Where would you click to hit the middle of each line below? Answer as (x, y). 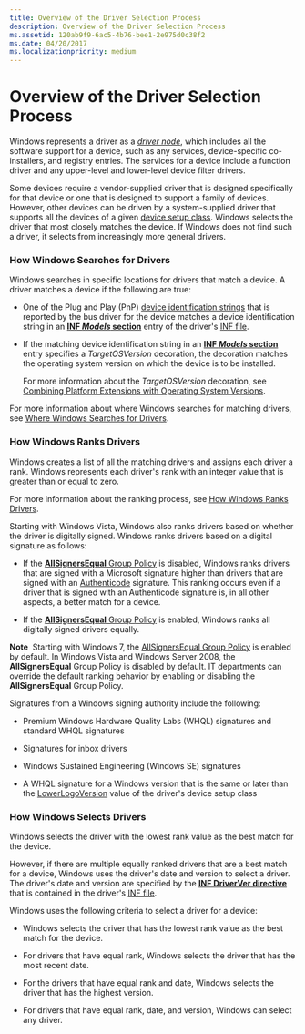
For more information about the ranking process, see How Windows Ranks (149, 498)
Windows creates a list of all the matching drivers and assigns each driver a (151, 462)
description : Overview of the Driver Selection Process (117, 26)
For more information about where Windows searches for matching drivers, (151, 409)
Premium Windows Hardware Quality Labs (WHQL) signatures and (147, 721)
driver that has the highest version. (88, 992)
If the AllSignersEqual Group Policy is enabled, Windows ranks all (146, 619)
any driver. (43, 1019)
